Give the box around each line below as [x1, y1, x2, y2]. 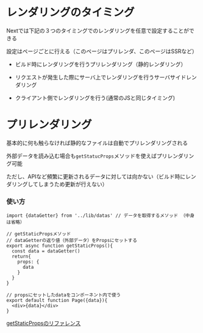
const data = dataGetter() [12, 248, 80, 254]
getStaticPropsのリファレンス [6, 320, 81, 327]
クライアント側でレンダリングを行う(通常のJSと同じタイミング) [15, 94, 176, 101]
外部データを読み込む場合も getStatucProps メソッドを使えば [6, 152, 157, 159]
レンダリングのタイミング [6, 5, 135, 20]
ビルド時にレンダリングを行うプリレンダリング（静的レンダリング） [15, 60, 187, 68]
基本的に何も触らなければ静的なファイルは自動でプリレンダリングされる [6, 139, 188, 147]
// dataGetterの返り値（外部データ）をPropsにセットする [6, 238, 137, 244]
